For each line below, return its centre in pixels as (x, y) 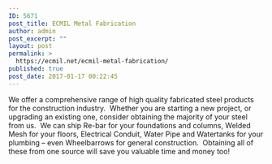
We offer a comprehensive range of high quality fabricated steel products (131, 99)
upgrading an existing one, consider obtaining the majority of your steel (128, 117)
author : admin (32, 31)
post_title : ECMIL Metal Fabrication (72, 24)
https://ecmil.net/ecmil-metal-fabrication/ (92, 62)
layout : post (30, 46)
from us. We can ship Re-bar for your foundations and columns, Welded (130, 125)
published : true (36, 69)
